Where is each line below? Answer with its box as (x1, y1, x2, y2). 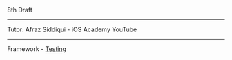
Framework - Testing (7, 45, 67, 53)
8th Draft (7, 6, 32, 14)
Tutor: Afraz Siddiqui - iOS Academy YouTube (7, 25, 137, 33)
